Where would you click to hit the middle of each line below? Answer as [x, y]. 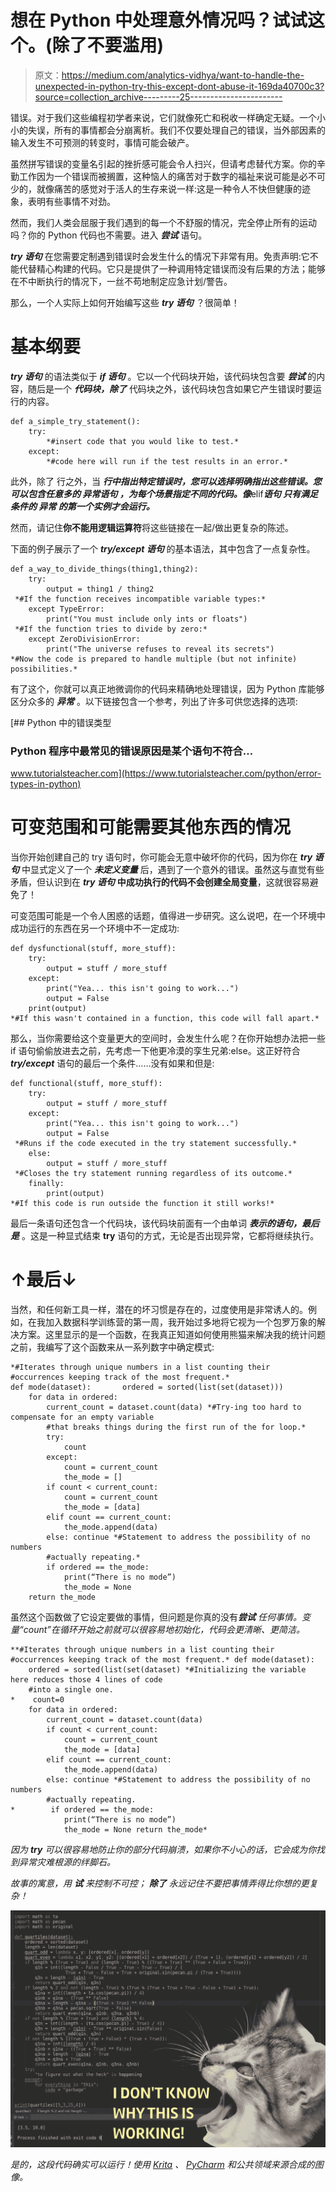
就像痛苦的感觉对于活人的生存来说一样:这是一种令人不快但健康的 [169, 188]
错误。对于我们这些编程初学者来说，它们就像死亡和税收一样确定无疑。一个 [163, 117]
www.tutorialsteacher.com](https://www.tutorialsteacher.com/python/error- [166, 773]
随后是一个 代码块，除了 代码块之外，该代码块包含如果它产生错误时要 [170, 388]
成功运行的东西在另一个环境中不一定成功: [95, 928]
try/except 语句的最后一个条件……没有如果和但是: [112, 1063]
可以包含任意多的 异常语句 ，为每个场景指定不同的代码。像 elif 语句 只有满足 [164, 493]
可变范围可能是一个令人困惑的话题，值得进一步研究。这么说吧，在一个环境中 [168, 916]
